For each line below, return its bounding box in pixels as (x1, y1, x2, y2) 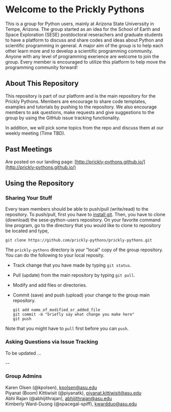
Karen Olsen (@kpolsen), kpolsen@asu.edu (5, 384, 97, 390)
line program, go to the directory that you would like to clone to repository (5, 222, 161, 229)
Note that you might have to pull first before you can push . (5, 325, 129, 332)
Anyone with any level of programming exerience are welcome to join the (5, 53, 160, 60)
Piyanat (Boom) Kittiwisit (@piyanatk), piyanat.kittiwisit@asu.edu (5, 389, 142, 396)
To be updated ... (5, 350, 41, 356)
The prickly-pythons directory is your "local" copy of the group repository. (5, 247, 163, 253)
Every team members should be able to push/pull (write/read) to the (5, 206, 148, 212)
